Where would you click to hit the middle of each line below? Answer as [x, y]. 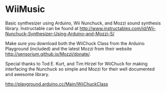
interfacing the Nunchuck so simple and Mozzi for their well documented [80, 69]
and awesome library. [27, 74]
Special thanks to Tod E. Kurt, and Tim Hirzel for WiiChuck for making [77, 63]
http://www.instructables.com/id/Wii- [118, 28]
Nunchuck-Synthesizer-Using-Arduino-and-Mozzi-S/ [60, 33]
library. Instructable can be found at [42, 28]
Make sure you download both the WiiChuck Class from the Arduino [75, 43]
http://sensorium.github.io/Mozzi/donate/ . [48, 54]
